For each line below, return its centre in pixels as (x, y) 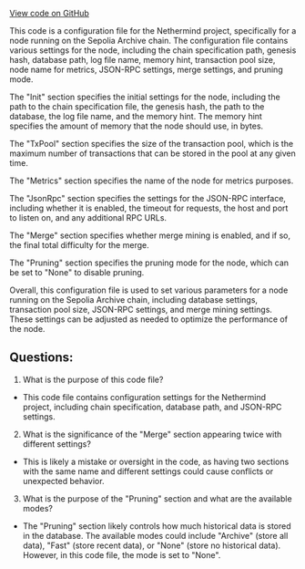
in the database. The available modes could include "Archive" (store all (155, 535)
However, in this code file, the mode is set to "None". (122, 554)
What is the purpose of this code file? (93, 379)
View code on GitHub (49, 13)
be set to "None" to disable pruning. (77, 272)
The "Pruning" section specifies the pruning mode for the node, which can (149, 263)
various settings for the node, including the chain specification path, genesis (153, 50)
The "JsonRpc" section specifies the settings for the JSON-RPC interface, (148, 198)
